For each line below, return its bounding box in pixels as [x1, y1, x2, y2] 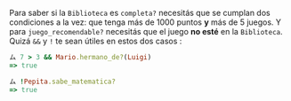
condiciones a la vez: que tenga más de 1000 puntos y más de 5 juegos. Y [9, 17, 282, 27]
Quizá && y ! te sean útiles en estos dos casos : [9, 35, 182, 46]
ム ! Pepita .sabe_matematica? [9, 77, 116, 86]
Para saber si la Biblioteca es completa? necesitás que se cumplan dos [9, 8, 271, 18]
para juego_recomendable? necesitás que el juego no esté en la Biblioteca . [9, 27, 283, 36]
